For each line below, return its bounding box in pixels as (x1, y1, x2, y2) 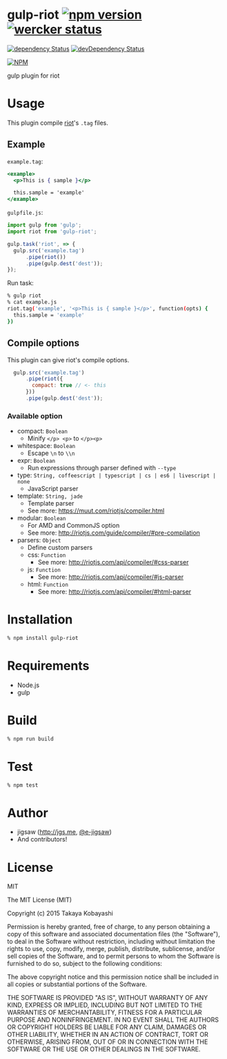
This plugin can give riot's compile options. (7, 355, 130, 364)
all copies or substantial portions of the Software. (7, 980, 147, 988)
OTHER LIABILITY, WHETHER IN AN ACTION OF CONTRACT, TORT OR (7, 1031, 208, 1039)
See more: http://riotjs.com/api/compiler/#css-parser (37, 558, 189, 567)
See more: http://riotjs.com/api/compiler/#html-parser (37, 587, 192, 596)
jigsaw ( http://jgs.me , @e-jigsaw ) (17, 828, 112, 836)
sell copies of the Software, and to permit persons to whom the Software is (7, 952, 221, 961)
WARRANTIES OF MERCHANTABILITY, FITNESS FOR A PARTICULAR (7, 1008, 202, 1017)
